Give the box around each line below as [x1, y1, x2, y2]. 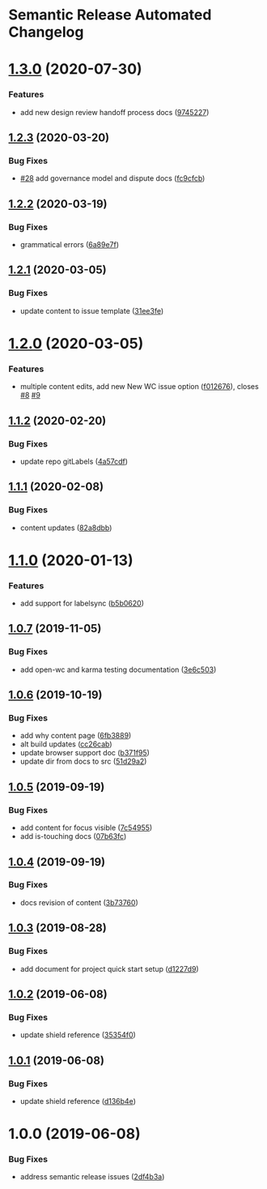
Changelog [8, 23, 84, 41]
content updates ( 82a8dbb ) [19, 523, 112, 532]
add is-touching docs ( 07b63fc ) [19, 832, 127, 841]
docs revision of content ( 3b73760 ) [19, 897, 139, 907]
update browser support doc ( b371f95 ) [19, 748, 150, 758]
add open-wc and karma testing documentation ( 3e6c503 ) [19, 665, 217, 674]
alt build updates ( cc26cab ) [19, 739, 112, 749]
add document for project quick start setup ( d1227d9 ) [19, 964, 200, 973]
